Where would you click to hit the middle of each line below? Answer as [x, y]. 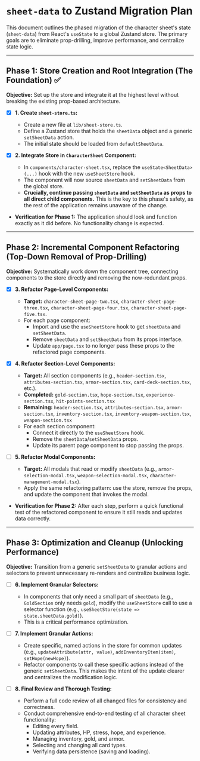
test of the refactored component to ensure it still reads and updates [99, 512]
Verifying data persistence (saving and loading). [91, 751]
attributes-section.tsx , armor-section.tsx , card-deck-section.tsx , [107, 382]
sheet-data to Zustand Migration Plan [99, 11]
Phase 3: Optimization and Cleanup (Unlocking [95, 543]
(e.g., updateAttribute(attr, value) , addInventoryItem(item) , [100, 652]
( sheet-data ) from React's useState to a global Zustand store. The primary [97, 33]
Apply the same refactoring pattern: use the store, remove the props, [108, 487]
